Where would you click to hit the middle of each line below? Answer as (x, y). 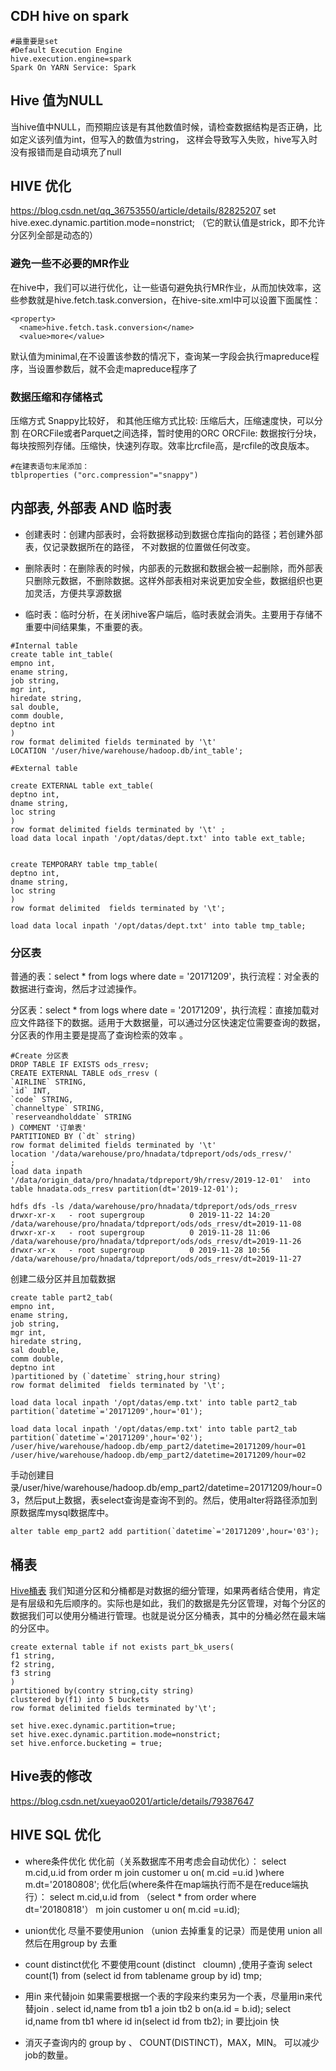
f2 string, (33, 1664)
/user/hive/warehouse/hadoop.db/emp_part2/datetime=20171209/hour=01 (158, 1447)
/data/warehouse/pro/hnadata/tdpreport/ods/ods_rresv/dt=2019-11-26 (156, 1242)
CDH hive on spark (70, 16)
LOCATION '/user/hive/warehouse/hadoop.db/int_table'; (127, 750)
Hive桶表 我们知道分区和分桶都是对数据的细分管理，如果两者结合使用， (156, 1590)
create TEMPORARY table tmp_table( (84, 864)
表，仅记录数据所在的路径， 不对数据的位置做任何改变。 (140, 546)
